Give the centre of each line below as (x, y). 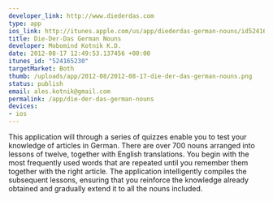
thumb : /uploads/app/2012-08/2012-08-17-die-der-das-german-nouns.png (130, 76)
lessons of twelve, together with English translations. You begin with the (129, 154)
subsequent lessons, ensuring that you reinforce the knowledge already (129, 180)
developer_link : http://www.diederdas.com (81, 16)
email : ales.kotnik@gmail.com (60, 91)
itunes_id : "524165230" (49, 62)
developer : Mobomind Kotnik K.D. (65, 46)
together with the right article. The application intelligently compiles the (128, 171)
